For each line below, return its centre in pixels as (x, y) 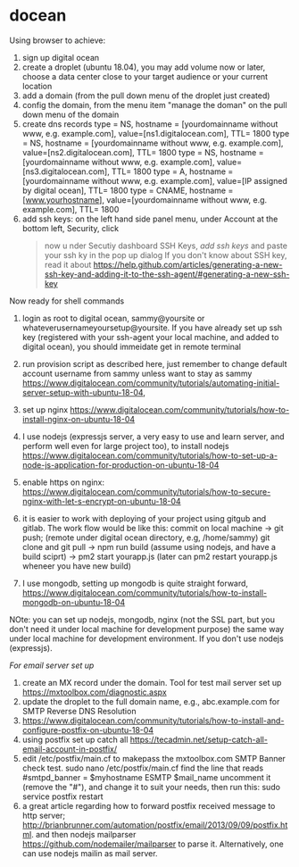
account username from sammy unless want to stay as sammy (137, 373)
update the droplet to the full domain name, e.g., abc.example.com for (151, 701)
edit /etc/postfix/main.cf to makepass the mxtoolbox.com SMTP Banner (154, 758)
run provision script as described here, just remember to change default (154, 363)
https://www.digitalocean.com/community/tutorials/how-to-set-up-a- (150, 455)
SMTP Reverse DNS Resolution (79, 711)
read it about (68, 264)
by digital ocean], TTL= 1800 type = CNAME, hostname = (128, 190)
